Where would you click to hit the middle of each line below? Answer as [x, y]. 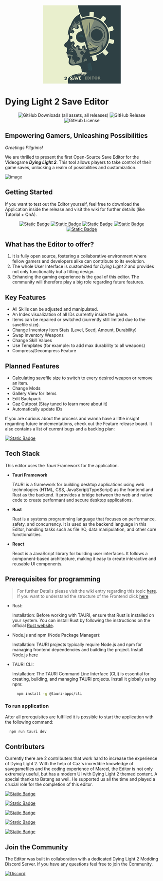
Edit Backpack [27, 398]
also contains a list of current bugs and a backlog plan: [60, 429]
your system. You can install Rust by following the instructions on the [81, 620]
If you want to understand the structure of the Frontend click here [82, 596]
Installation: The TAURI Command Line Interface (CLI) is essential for [81, 674]
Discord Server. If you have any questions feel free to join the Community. [79, 864]
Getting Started [29, 192]
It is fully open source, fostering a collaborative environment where [79, 256]
